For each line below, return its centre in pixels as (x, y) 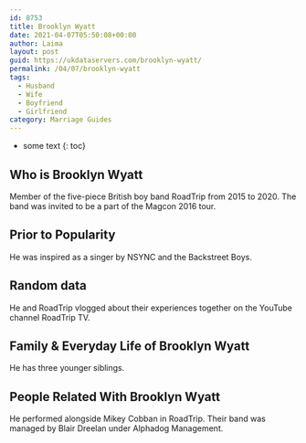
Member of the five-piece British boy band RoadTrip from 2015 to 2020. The (153, 196)
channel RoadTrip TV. (50, 317)
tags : (20, 78)
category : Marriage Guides (61, 120)
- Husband (36, 86)
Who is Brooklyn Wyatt (76, 174)
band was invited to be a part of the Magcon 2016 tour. (113, 206)
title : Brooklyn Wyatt (53, 26)
